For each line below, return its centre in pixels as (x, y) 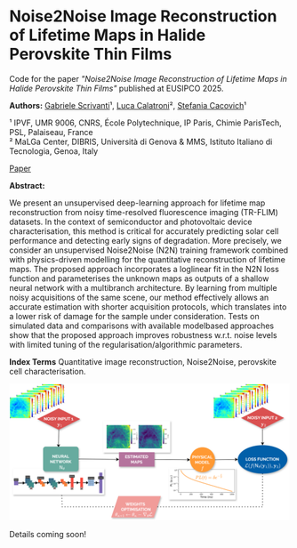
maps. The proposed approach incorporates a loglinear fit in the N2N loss (144, 269)
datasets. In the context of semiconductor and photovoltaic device (131, 222)
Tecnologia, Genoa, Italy (54, 151)
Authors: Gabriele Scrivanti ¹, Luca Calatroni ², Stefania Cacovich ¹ (128, 105)
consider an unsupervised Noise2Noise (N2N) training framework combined (149, 250)
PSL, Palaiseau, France (51, 132)
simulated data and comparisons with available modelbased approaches (141, 326)
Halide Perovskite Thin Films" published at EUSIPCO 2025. (116, 88)
